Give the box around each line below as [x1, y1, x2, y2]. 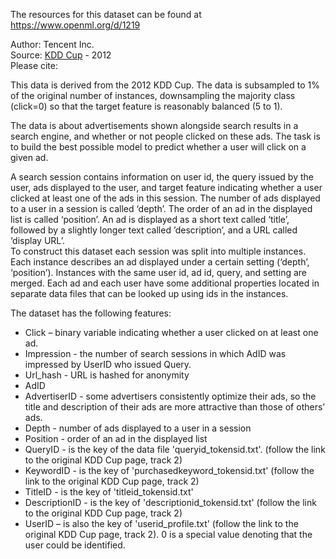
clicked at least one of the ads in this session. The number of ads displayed [10, 192, 321, 204]
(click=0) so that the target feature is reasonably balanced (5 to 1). [10, 100, 283, 112]
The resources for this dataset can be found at [10, 9, 202, 20]
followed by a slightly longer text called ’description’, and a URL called [10, 224, 298, 236]
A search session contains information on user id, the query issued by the [10, 171, 314, 183]
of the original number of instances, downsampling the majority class [10, 90, 296, 101]
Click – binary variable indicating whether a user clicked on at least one [24, 327, 319, 338]
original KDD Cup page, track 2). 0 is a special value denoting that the [24, 529, 313, 540]
